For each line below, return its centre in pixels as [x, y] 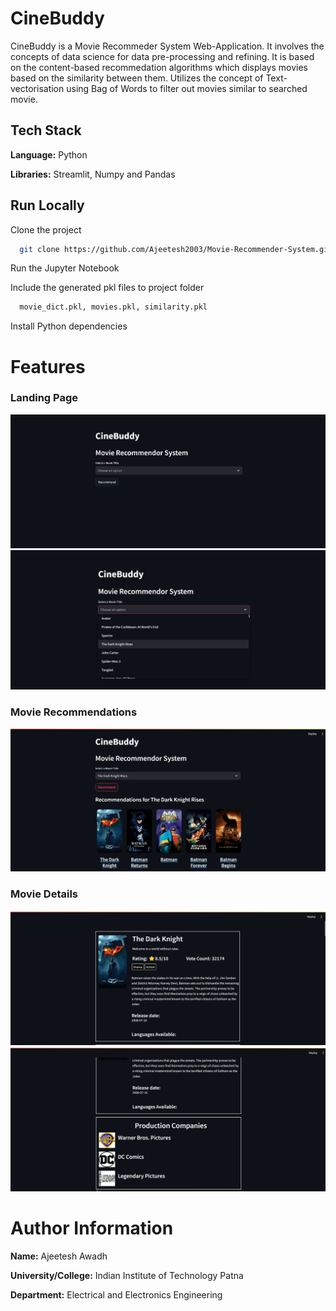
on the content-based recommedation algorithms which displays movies [159, 67]
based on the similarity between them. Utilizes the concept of [137, 78]
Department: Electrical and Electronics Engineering [116, 1294]
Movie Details [44, 894]
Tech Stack [46, 130]
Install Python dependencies [69, 326]
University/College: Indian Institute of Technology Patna [127, 1275]
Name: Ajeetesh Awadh [59, 1256]
